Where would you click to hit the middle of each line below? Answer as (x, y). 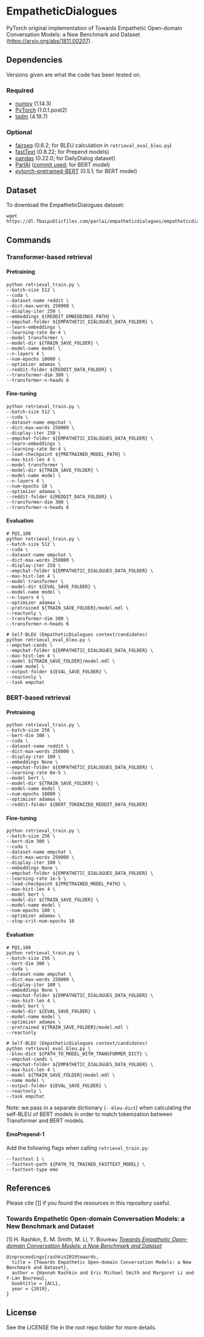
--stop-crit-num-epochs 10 (40, 921)
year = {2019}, (31, 1288)
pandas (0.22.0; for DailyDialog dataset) (65, 158)
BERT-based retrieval (39, 698)
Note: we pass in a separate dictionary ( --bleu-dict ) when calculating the (99, 1107)
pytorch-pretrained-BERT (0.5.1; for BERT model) (76, 171)
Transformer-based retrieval (49, 257)
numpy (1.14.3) (33, 104)
